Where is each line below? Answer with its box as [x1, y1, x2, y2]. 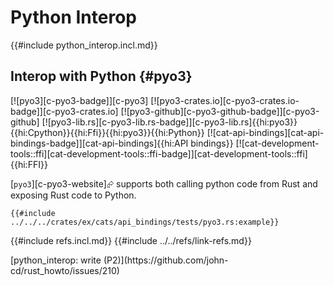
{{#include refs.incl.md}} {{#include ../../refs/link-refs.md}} [10, 234, 252, 246]
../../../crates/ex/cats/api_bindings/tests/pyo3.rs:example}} [10, 217, 280, 227]
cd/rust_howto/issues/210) [10, 264, 120, 276]
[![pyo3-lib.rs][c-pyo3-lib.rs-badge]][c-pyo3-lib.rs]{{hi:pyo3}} [41, 116, 298, 128]
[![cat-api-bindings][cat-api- [206, 126, 325, 138]
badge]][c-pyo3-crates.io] [10, 105, 119, 117]
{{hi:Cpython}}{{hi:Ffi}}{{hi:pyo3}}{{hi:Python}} [10, 126, 205, 138]
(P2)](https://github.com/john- [103, 254, 229, 266]
